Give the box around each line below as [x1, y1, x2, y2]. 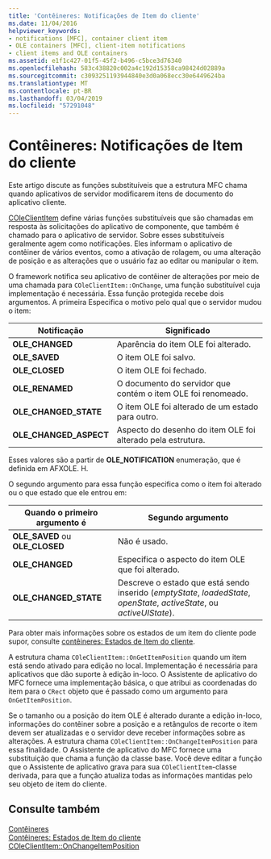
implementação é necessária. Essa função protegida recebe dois [8, 289, 224, 298]
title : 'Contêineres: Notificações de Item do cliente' [8, 11, 200, 20]
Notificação [37, 325, 84, 336]
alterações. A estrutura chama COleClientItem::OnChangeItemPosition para [8, 736, 258, 746]
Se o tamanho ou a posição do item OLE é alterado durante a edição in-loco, [8, 711, 263, 720]
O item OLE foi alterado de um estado [116, 401, 259, 412]
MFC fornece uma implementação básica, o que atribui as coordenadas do [8, 678, 257, 688]
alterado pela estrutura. [116, 435, 206, 446]
